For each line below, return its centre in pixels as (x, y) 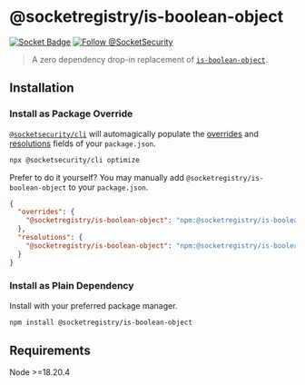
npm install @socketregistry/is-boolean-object (101, 322)
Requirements (50, 351)
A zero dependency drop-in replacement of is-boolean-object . (150, 59)
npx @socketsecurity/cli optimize (75, 160)
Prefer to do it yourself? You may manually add (97, 177)
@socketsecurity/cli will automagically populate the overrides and (134, 133)
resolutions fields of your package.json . (83, 143)
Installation (42, 88)
